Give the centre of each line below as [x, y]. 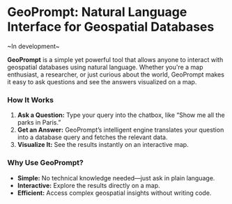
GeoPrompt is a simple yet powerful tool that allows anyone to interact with [115, 59]
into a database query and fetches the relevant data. [92, 137]
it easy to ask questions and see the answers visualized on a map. [102, 81]
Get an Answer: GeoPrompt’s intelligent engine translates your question [121, 130]
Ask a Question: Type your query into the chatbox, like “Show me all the [121, 115]
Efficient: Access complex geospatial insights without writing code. [114, 193]
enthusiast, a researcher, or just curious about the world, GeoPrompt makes [116, 74]
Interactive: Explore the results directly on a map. [88, 185]
